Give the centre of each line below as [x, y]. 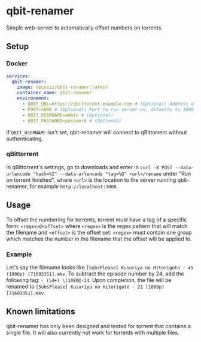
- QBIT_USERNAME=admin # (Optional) [68, 115]
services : [19, 76]
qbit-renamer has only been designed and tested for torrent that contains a [99, 326]
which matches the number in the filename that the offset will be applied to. [99, 239]
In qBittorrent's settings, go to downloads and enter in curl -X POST [89, 167]
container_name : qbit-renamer [55, 93]
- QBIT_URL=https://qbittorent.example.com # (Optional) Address [105, 104]
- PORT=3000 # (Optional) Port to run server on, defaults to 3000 [108, 109]
